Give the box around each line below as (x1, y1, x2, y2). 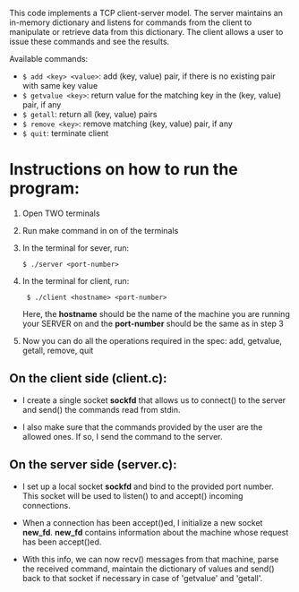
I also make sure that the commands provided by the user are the (21, 421, 263, 433)
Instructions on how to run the (9, 159, 239, 180)
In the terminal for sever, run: (21, 242, 130, 253)
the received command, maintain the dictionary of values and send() (21, 563, 275, 574)
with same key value (21, 81, 98, 90)
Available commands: (9, 54, 89, 64)
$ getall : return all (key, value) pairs (21, 109, 158, 119)
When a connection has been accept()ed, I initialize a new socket (21, 517, 263, 528)
